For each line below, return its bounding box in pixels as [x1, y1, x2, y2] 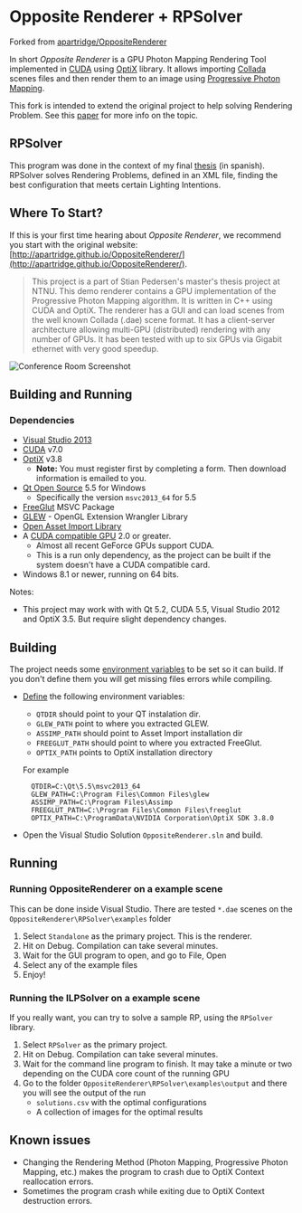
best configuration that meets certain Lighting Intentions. [9, 179, 222, 190]
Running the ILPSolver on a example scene [9, 991, 201, 1004]
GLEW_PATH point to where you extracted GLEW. [35, 718, 210, 729]
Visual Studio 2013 [22, 434, 92, 445]
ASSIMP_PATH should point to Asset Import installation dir [35, 728, 243, 739]
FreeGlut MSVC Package [22, 502, 115, 513]
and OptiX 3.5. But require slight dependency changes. [22, 613, 228, 625]
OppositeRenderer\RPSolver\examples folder [9, 913, 172, 924]
